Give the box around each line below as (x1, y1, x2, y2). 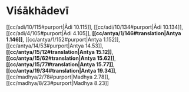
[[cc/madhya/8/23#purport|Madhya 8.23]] (6, 79, 109, 86)
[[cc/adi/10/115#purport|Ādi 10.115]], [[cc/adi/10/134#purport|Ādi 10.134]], (6, 23, 184, 30)
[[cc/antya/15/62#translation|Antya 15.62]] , (6, 54, 116, 62)
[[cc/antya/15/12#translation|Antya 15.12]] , (6, 48, 114, 55)
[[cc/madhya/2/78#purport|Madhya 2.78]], (6, 73, 110, 80)
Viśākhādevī (6, 4, 69, 18)
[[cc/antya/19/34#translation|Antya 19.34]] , (6, 67, 117, 74)
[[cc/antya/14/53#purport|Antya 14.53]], (6, 42, 104, 49)
